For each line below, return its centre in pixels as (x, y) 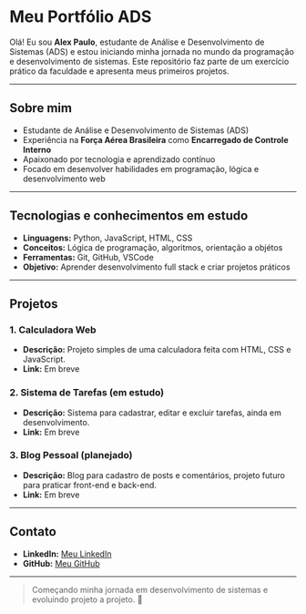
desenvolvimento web (64, 179)
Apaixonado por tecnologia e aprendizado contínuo (119, 159)
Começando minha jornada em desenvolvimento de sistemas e (150, 589)
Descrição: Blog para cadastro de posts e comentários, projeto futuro (153, 475)
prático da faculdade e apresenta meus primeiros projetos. (119, 71)
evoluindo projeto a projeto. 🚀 (87, 599)
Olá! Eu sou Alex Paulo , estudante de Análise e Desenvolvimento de (137, 42)
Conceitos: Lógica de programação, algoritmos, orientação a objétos (153, 247)
